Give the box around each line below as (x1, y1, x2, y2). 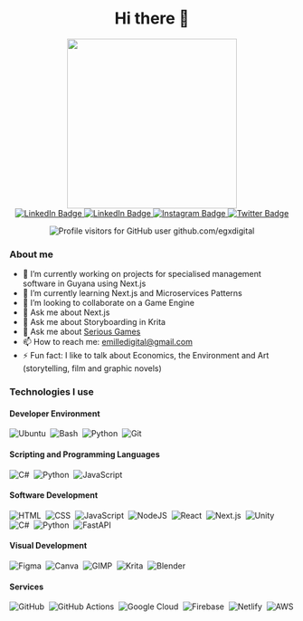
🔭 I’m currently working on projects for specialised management (22, 269, 262, 280)
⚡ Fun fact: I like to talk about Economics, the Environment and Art (22, 350, 270, 361)
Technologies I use (9, 386, 94, 398)
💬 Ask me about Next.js (22, 307, 110, 318)
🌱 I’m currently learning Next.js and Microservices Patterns (22, 288, 242, 299)
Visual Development (9, 540, 88, 551)
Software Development (9, 490, 99, 501)
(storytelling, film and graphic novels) (22, 363, 163, 374)
